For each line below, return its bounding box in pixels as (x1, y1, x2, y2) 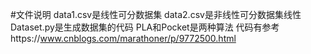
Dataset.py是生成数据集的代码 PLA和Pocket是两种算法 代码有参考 (10, 21, 280, 33)
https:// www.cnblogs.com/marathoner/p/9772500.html (10, 33, 237, 44)
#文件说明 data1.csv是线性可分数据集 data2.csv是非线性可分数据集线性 (10, 9, 302, 20)
